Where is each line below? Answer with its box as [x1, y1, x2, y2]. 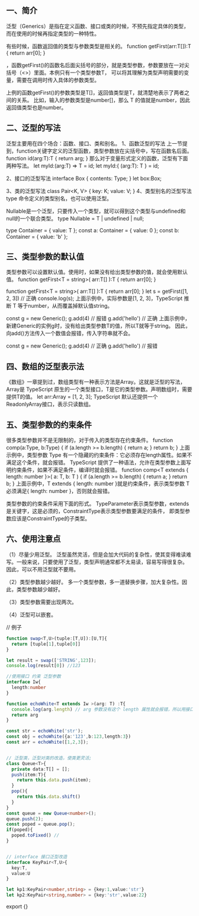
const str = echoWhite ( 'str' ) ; [6, 728, 84, 734]
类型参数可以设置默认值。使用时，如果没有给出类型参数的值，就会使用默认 [6, 269, 188, 276]
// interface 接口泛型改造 [6, 854, 68, 860]
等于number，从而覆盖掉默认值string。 [17, 302, 113, 309]
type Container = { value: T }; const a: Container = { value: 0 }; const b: [6, 226, 179, 233]
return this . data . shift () [17, 794, 81, 800]
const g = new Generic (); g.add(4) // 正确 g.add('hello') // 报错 [6, 342, 158, 349]
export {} [6, 903, 28, 910]
